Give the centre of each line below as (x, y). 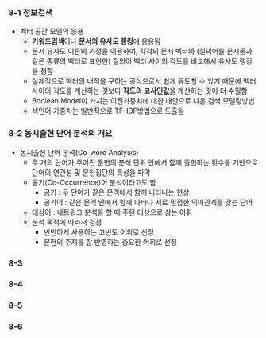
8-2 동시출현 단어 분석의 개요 (60, 134)
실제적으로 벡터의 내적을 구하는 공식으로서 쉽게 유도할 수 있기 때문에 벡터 (144, 81)
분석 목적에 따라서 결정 (67, 222)
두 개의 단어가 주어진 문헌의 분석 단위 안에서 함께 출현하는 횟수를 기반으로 (145, 162)
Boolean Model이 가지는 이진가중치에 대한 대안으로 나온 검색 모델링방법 (143, 101)
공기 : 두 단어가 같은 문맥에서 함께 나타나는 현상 (116, 192)
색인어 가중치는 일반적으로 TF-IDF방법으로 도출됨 (108, 111)
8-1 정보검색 (31, 12)
